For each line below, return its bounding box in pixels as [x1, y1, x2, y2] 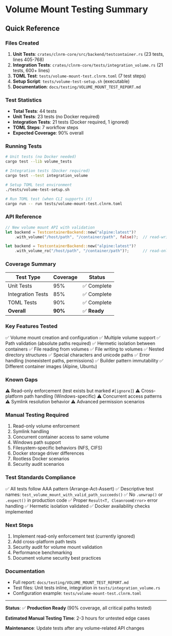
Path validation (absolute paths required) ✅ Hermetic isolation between [5, 340, 156, 346]
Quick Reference [5, 24, 60, 33]
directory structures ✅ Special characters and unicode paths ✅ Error [5, 352, 150, 358]
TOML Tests [8, 299, 37, 306]
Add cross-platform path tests [12, 538, 77, 544]
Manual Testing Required [5, 411, 69, 418]
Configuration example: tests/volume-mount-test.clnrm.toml [12, 590, 142, 597]
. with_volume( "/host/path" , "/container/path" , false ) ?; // [14, 234, 147, 239]
